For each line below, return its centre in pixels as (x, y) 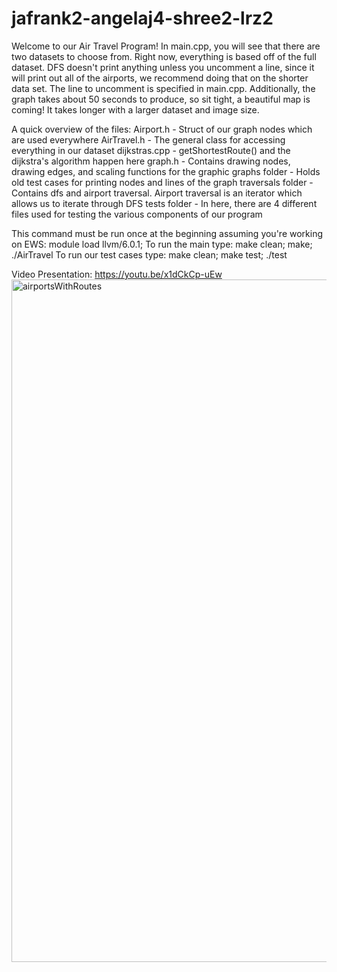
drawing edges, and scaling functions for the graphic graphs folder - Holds (166, 171)
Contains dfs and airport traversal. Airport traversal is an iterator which (157, 193)
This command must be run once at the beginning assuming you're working (167, 233)
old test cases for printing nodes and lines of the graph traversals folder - (162, 182)
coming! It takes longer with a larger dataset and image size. (135, 109)
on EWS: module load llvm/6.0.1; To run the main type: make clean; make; (162, 244)
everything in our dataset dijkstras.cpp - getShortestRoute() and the (151, 150)
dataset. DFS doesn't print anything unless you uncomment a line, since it (163, 67)
